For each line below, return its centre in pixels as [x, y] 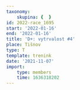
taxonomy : [18, 12]
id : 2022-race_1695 [30, 22]
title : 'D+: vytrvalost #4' [41, 39]
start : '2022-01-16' [32, 28]
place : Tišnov [24, 45]
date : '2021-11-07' [30, 61]
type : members [34, 72]
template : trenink [29, 56]
